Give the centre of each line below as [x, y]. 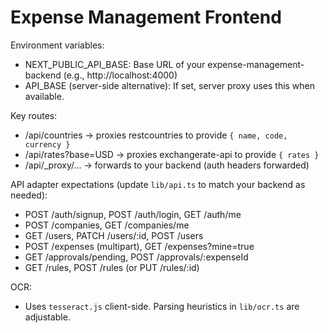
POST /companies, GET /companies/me [107, 225]
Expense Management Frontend [146, 17]
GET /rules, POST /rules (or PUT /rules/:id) [112, 267]
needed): [29, 195]
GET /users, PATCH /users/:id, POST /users [114, 235]
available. [44, 96]
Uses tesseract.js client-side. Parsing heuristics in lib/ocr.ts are [162, 306]
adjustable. [47, 317]
